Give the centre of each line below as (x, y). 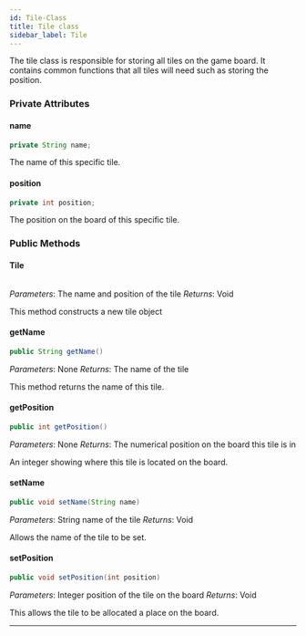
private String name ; (51, 145)
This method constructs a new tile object (86, 311)
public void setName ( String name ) (75, 502)
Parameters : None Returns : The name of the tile (99, 369)
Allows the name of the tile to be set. (78, 537)
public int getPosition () (58, 427)
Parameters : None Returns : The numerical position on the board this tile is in (153, 444)
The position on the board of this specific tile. (95, 220)
